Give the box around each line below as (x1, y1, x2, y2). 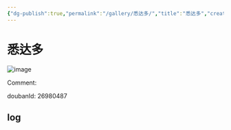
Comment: (7, 78, 37, 87)
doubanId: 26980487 (7, 91, 67, 100)
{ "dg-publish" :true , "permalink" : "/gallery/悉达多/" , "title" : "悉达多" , (7, 10, 208, 17)
